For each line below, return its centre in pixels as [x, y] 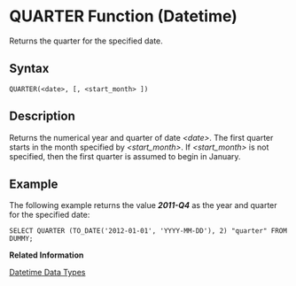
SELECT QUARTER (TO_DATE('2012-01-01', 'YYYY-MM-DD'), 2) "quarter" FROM [148, 231]
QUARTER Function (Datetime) [123, 16]
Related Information [47, 255]
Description [42, 116]
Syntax [29, 69]
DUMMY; [21, 239]
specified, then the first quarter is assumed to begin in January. [125, 156]
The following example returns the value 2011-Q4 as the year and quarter [143, 205]
